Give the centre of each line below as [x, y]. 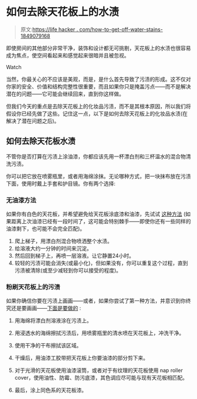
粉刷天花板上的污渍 [33, 287]
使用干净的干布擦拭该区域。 [48, 346]
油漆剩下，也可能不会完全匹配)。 [46, 229]
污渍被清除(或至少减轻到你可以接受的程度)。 [68, 271]
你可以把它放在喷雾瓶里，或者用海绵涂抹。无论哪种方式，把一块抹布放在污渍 [98, 176]
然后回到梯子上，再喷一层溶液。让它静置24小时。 [74, 256]
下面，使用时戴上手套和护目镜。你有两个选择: [61, 183]
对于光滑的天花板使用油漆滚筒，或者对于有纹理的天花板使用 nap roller [99, 370]
